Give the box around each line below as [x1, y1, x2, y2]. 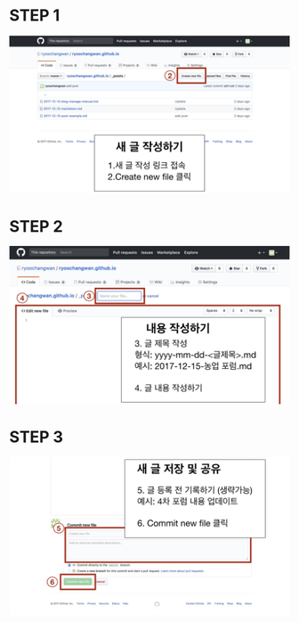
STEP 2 [9, 216, 64, 236]
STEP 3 [9, 427, 64, 447]
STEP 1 [9, 5, 61, 26]
